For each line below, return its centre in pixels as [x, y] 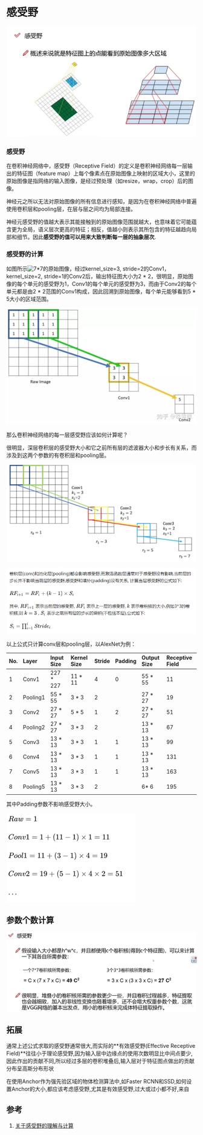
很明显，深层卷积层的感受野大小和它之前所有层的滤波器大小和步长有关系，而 [101, 447]
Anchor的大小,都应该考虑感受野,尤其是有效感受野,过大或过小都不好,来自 [100, 1089]
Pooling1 [34, 697]
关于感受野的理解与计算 [44, 1125]
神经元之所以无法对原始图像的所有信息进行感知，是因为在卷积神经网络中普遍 [101, 202]
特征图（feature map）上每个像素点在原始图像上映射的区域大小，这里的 [106, 174]
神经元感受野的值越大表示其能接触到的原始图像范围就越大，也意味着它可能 [99, 222]
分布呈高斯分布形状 [30, 1068]
